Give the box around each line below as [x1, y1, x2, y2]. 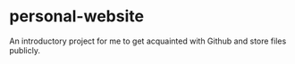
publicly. [9, 44, 40, 55]
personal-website [9, 6, 145, 27]
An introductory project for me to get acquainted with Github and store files [9, 36, 287, 46]
